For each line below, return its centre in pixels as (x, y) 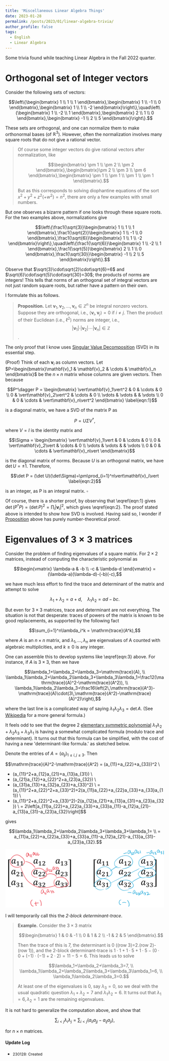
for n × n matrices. (24, 1031)
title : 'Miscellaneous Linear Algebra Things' (55, 11)
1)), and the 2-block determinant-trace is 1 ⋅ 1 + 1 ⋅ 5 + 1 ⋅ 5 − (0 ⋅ (94, 950)
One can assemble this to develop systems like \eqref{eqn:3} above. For (80, 657)
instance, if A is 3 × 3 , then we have (42, 662)
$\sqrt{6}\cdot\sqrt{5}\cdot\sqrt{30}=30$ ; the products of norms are (77, 275)
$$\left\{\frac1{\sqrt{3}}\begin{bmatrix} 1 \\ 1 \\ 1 (85, 227)
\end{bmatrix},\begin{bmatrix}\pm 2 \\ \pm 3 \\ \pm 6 (91, 170)
